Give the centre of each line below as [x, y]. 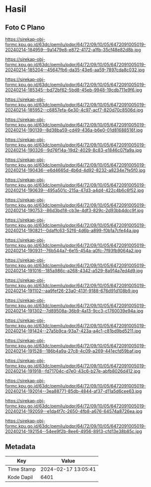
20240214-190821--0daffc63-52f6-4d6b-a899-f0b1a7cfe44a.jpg [72, 230]
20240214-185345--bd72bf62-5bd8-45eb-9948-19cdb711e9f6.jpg [74, 90]
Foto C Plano [25, 27]
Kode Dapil [20, 477]
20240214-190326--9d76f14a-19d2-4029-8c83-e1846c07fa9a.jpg [74, 150]
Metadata [20, 447]
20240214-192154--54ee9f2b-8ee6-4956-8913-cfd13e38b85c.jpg [74, 431]
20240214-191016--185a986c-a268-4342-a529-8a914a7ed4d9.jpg [74, 271]
